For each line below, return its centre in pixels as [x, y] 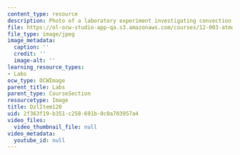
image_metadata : [31, 41]
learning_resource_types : [46, 67]
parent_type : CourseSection [49, 94]
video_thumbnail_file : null [56, 127]
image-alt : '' [35, 61]
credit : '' [30, 54]
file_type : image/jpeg [41, 34]
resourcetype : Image [38, 101]
